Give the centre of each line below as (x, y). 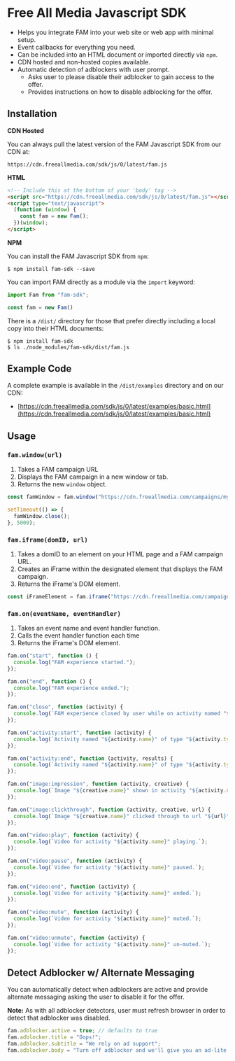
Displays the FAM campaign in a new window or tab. (93, 477)
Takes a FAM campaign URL (58, 470)
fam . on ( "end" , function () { (50, 681)
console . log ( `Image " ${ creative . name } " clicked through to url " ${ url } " (122, 816)
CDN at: (19, 151)
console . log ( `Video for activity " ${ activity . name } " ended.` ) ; (107, 893)
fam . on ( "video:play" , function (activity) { (73, 835)
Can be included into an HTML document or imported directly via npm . (117, 55)
